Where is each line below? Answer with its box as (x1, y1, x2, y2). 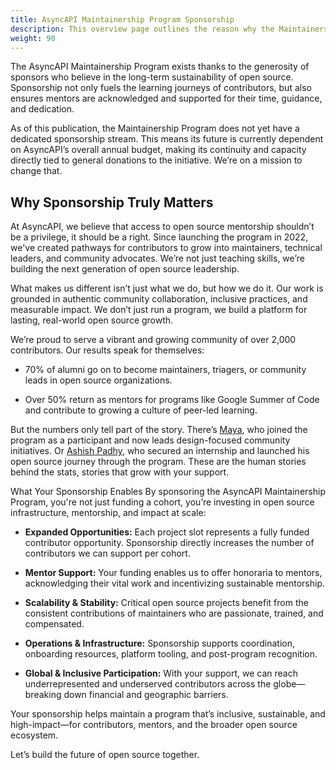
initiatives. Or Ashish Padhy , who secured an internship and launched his (10, 445, 310, 457)
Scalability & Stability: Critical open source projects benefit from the (24, 597, 309, 609)
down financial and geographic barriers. (63, 689, 229, 701)
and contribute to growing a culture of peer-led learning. (24, 404, 258, 416)
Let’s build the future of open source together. (10, 749, 200, 761)
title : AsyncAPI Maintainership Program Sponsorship (10, 14, 235, 25)
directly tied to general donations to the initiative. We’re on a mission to (10, 154, 303, 166)
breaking (24, 689, 62, 701)
